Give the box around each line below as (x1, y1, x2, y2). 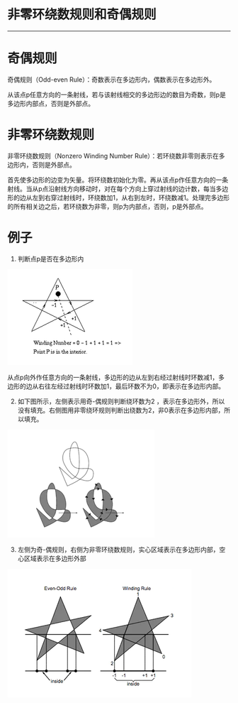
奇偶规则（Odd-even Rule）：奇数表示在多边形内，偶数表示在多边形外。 (7, 75, 216, 84)
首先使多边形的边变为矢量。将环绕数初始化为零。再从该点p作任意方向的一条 (7, 175, 229, 184)
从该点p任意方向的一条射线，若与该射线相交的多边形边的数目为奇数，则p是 (7, 90, 227, 99)
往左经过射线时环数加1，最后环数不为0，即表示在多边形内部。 (44, 381, 225, 391)
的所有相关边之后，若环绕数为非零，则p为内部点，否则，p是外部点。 (7, 202, 208, 210)
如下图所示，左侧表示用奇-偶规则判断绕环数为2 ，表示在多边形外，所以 (17, 397, 225, 405)
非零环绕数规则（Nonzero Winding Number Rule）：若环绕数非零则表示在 (7, 151, 220, 160)
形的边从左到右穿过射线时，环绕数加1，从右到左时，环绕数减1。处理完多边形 (7, 193, 230, 202)
